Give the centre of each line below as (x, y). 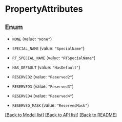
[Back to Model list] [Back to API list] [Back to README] (61, 115)
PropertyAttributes (44, 9)
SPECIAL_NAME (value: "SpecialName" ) (48, 48)
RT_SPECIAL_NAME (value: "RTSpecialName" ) (54, 58)
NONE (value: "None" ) (32, 39)
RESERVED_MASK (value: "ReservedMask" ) (51, 105)
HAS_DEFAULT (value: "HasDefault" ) (46, 67)
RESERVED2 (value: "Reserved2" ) (43, 77)
